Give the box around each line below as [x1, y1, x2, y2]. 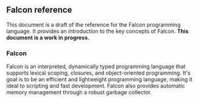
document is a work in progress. [6, 33, 90, 41]
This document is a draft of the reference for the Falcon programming [6, 21, 181, 28]
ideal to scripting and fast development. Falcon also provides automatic [6, 82, 186, 90]
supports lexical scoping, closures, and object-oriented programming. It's [6, 69, 190, 76]
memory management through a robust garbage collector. [6, 89, 152, 96]
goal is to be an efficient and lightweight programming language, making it [6, 76, 193, 83]
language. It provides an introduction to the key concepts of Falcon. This [6, 27, 189, 35]
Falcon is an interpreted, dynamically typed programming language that [6, 63, 186, 70]
